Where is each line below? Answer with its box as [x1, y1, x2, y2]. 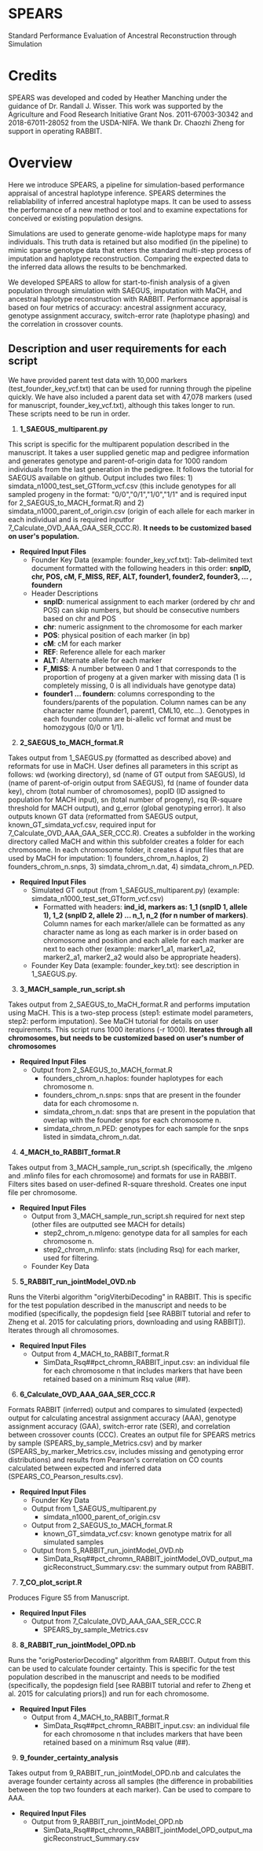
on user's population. [8, 531, 80, 540]
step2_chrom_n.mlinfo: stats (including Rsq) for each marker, [42, 1245, 240, 1254]
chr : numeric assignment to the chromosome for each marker [42, 621, 243, 631]
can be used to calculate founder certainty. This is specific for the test [8, 1664, 236, 1673]
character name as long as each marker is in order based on [42, 927, 238, 937]
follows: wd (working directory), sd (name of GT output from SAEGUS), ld [8, 770, 246, 779]
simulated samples [42, 1537, 104, 1546]
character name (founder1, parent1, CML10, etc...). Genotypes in [42, 706, 250, 715]
